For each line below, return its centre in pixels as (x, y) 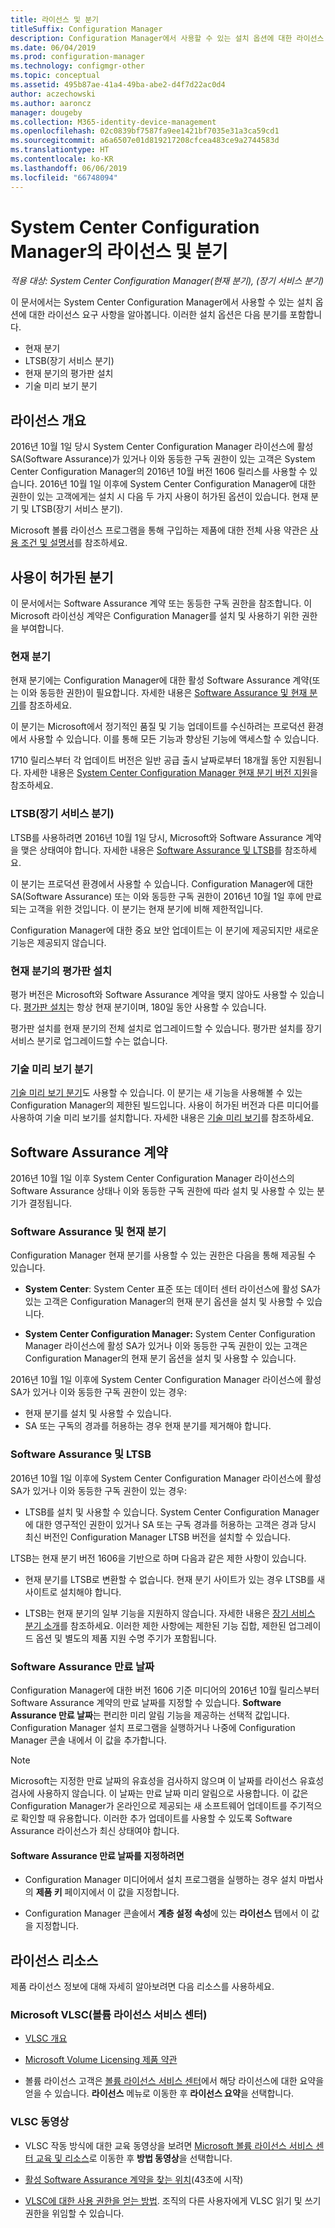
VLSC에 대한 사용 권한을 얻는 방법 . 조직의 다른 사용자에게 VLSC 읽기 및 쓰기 (173, 2200)
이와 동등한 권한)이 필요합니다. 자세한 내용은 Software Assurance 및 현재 (164, 693)
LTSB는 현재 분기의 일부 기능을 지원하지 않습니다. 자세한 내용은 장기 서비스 (170, 1613)
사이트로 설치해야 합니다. (73, 1592)
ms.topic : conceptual (55, 76)
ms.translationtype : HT (60, 150)
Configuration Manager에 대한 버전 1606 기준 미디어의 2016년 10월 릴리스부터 (165, 1690)
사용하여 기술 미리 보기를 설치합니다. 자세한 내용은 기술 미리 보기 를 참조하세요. (162, 1118)
